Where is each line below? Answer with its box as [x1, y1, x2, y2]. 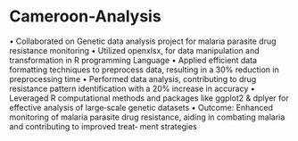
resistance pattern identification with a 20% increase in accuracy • [9, 83, 256, 94]
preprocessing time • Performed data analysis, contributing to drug [9, 73, 257, 84]
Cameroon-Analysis [9, 6, 162, 27]
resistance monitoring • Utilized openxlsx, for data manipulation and [9, 45, 261, 55]
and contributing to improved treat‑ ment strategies [9, 120, 198, 131]
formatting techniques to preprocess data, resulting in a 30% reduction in [9, 64, 279, 75]
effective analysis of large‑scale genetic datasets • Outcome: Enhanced [9, 102, 274, 112]
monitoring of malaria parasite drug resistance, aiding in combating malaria [9, 112, 286, 122]
